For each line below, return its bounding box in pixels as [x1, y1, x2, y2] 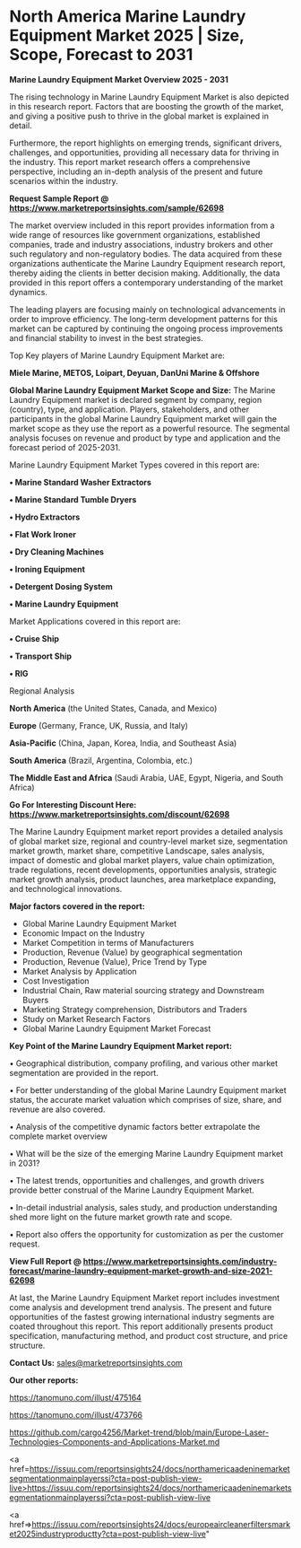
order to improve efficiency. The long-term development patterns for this [9, 313, 278, 324]
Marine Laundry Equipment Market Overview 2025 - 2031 [9, 74, 228, 84]
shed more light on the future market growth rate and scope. [9, 1211, 233, 1222]
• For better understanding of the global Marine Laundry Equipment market [9, 1084, 287, 1096]
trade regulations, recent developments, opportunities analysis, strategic [9, 864, 278, 875]
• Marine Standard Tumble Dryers [9, 494, 137, 504]
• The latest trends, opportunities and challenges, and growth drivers [9, 1175, 264, 1185]
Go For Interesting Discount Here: [9, 799, 137, 809]
